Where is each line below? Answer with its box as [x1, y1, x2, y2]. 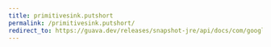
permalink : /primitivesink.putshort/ [8, 19, 135, 27]
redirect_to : [8, 26, 52, 34]
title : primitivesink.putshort [8, 11, 114, 20]
